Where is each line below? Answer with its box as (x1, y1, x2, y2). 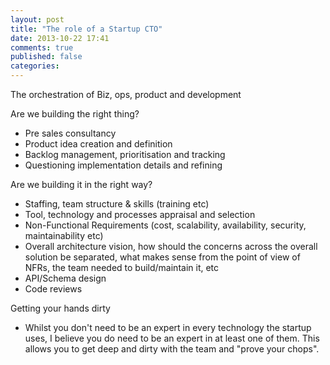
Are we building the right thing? (10, 108, 140, 120)
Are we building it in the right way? (10, 179, 153, 190)
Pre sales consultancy (24, 127, 117, 139)
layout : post (10, 14, 65, 25)
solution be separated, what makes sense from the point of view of (24, 251, 301, 263)
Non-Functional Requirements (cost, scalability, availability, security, (24, 219, 307, 231)
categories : (10, 61, 60, 71)
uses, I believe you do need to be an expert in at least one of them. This (24, 332, 320, 344)
